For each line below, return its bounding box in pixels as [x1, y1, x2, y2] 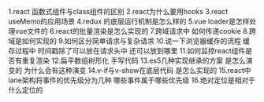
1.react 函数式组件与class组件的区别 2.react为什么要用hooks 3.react [8, 7, 229, 16]
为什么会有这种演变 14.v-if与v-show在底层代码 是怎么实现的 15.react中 [23, 66, 251, 75]
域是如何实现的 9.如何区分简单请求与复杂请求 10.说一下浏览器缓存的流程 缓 [8, 36, 251, 46]
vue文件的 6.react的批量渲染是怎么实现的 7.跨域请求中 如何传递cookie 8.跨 [14, 27, 256, 35]
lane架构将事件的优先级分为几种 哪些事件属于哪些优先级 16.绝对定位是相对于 [8, 75, 256, 85]
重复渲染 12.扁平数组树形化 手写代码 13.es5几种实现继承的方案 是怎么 [21, 56, 246, 65]
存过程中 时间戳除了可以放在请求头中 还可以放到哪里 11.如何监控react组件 [8, 46, 246, 55]
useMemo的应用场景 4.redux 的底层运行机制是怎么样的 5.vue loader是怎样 [8, 16, 250, 26]
